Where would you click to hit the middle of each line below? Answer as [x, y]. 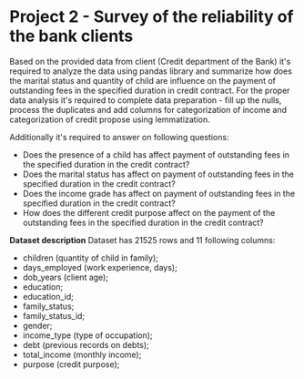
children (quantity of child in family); [91, 258]
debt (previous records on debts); [86, 344]
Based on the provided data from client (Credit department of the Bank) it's [150, 61]
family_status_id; [54, 315]
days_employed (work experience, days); [100, 267]
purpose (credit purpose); [71, 364]
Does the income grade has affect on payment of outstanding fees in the [159, 193]
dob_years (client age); [66, 277]
